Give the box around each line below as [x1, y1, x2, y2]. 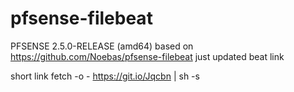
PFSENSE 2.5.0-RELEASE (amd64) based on [10, 40, 194, 52]
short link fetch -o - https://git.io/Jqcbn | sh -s [10, 70, 200, 82]
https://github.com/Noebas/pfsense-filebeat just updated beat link [10, 50, 285, 62]
